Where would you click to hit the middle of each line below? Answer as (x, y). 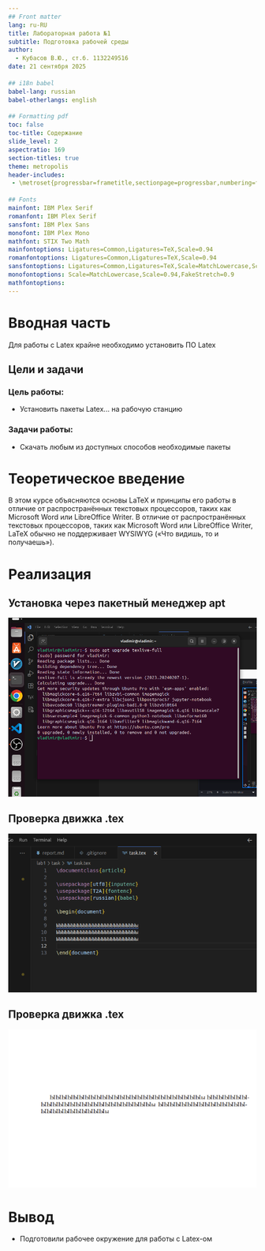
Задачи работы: (41, 430)
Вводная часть (60, 323)
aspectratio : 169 (37, 150)
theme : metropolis (38, 166)
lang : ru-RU (28, 25)
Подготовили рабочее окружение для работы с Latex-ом (116, 1239)
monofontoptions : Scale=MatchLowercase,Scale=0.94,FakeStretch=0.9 (121, 274)
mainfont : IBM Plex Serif (50, 208)
